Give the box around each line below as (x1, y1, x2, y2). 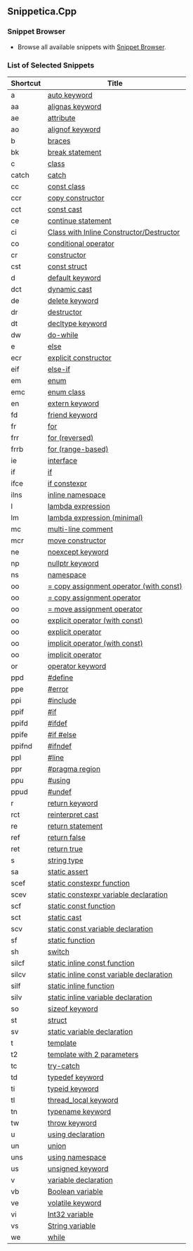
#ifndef (48, 741, 72, 751)
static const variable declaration (48, 923, 153, 933)
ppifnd (11, 741, 33, 751)
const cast (48, 204, 83, 214)
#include (48, 695, 77, 705)
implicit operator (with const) (48, 638, 144, 648)
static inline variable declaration (48, 992, 152, 1002)
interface (48, 455, 78, 465)
